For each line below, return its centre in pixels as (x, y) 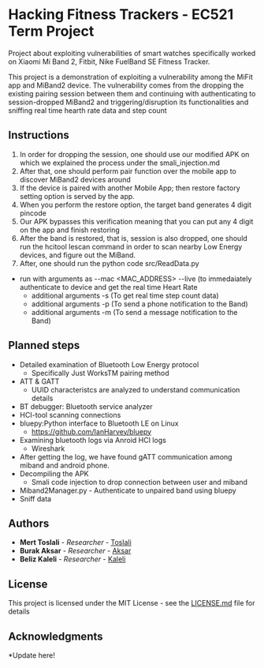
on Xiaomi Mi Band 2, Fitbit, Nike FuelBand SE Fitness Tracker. (109, 62)
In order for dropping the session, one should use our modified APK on (134, 154)
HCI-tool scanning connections (70, 415)
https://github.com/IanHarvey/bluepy (91, 431)
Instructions (39, 135)
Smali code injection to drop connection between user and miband (139, 482)
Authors (29, 523)
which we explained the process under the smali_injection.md (120, 163)
